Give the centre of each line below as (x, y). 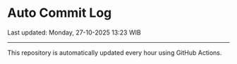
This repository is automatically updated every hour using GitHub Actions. (115, 52)
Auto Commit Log (60, 13)
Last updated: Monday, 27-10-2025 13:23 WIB (74, 32)
